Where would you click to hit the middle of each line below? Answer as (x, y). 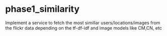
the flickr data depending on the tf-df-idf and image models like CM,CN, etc (83, 28)
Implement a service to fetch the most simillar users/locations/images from (83, 23)
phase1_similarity (42, 9)
